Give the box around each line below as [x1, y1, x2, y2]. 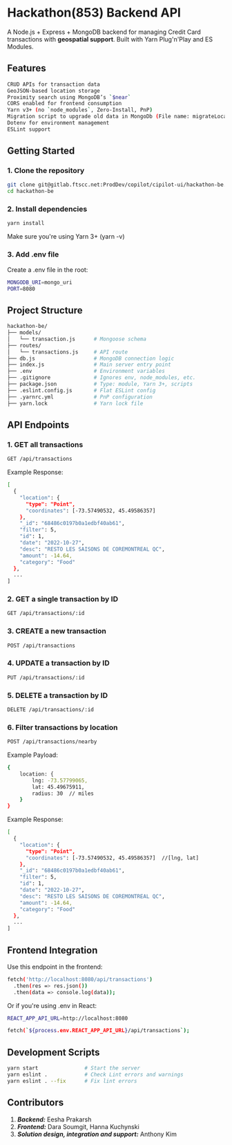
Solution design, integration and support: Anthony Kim [17, 1130, 177, 1138]
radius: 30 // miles [32, 790, 95, 797]
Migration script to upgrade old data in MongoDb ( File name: [7, 113, 190, 120]
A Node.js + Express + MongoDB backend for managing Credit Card [7, 28, 202, 36]
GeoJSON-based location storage [7, 87, 100, 94]
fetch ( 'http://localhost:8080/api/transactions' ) [7, 975, 153, 983]
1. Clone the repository [7, 166, 85, 176]
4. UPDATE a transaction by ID [7, 659, 110, 668]
